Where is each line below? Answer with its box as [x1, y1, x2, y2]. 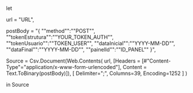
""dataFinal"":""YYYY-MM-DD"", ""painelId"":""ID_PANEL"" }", [6, 46, 156, 53]
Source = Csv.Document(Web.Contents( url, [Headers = [6, 57, 141, 64]
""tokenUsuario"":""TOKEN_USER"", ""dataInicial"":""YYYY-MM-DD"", [6, 40, 175, 47]
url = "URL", [6, 16, 35, 23]
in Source [6, 81, 29, 88]
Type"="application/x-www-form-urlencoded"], [6, 64, 122, 71]
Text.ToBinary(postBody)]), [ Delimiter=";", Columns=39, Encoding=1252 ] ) [6, 70, 188, 77]
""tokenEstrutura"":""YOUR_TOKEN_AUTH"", [6, 34, 114, 41]
